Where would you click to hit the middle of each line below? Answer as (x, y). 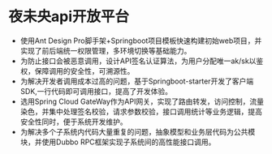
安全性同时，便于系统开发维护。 (73, 122)
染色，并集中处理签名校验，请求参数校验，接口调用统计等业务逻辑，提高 (141, 111)
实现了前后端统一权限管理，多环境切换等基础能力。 (106, 50)
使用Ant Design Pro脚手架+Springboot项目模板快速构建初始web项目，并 (141, 41)
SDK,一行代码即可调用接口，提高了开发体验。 (96, 91)
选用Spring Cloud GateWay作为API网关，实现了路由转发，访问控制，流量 (142, 101)
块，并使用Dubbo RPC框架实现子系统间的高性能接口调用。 (118, 142)
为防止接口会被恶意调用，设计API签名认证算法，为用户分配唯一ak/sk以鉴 (142, 61)
